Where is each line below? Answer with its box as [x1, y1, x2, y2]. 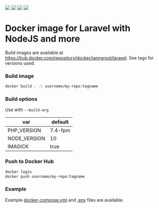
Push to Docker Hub [5, 158, 54, 165]
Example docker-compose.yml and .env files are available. [5, 197, 124, 203]
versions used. [5, 60, 36, 66]
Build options [5, 96, 38, 103]
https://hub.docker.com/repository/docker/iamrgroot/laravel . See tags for [5, 55, 154, 61]
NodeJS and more [5, 33, 80, 45]
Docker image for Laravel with [5, 23, 131, 34]
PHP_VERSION [7, 127, 41, 134]
